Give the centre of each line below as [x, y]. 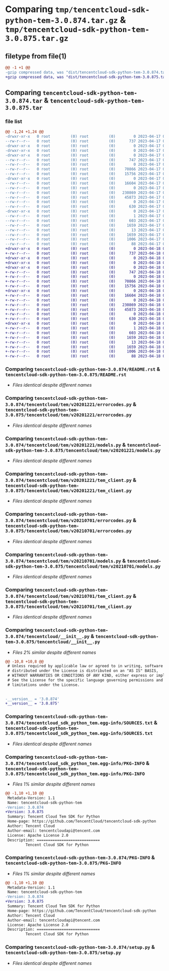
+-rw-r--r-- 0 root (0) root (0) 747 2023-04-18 [83, 272]
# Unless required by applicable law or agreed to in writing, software [85, 666]
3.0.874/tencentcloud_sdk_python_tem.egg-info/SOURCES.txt [79, 723]
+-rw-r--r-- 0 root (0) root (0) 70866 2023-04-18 [83, 282]
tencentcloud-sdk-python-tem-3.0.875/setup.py [63, 953]
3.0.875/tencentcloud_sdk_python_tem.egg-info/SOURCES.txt [79, 733]
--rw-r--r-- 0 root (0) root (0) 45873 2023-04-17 [83, 197]
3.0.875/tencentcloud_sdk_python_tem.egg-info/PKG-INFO [75, 774]
